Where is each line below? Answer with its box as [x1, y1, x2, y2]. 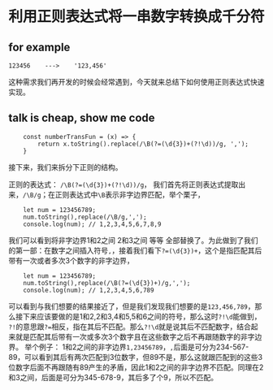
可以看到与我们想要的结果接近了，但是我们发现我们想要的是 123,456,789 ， [8, 301, 255, 311]
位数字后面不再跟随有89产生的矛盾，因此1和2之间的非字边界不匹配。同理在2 [8, 362, 264, 372]
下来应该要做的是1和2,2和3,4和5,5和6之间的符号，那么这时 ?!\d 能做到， [22, 311, 262, 321]
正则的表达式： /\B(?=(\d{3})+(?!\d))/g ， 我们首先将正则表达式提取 [8, 180, 239, 189]
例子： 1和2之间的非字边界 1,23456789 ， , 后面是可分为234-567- [38, 342, 249, 352]
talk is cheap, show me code [8, 111, 156, 125]
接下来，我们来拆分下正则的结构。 [8, 162, 123, 171]
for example [8, 40, 71, 54]
